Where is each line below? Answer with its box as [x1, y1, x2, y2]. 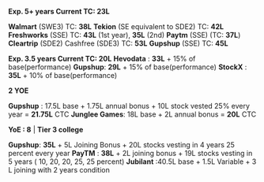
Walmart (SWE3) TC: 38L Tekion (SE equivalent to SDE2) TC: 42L [8, 22, 224, 31]
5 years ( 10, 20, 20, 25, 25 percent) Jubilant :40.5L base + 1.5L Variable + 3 [8, 157, 257, 166]
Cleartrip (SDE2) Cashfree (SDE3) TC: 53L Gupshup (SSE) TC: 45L [8, 39, 228, 48]
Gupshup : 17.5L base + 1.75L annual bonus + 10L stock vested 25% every [8, 102, 251, 110]
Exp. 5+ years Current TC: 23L [8, 7, 110, 16]
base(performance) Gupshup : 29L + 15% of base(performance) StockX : [8, 62, 247, 72]
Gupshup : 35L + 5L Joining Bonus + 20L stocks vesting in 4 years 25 [8, 140, 236, 149]
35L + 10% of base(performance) [8, 71, 118, 80]
